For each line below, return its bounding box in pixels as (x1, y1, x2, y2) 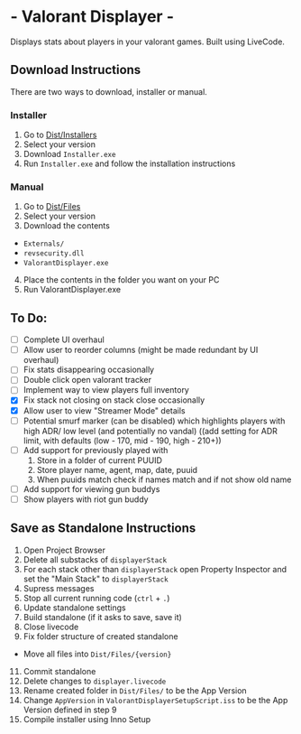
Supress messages (23, 582, 95, 593)
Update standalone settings (23, 602, 126, 613)
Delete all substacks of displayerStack (23, 553, 168, 565)
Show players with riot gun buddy (23, 494, 149, 505)
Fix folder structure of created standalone (23, 630, 178, 642)
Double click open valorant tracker (23, 375, 152, 386)
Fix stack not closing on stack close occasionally (23, 395, 205, 405)
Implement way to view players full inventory (23, 385, 190, 395)
